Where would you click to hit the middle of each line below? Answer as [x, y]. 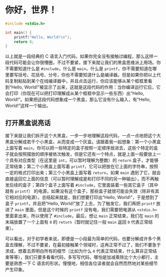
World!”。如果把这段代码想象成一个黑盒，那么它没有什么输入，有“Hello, [78, 100]
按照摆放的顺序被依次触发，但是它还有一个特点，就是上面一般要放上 [87, 154]
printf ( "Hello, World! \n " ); [43, 37]
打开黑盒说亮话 [28, 123]
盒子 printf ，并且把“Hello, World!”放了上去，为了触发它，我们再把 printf [80, 203]
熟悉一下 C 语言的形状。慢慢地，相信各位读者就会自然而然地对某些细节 [86, 263]
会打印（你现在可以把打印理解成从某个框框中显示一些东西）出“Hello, [75, 93]
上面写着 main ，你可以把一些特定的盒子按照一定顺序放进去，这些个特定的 [80, 148]
